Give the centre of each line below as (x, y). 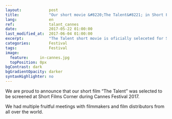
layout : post (32, 10)
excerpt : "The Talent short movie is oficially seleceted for (84, 39)
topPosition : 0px (28, 62)
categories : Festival (36, 43)
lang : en (29, 19)
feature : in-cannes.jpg (40, 57)
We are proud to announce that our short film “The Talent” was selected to (84, 91)
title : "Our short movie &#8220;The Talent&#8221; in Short (84, 15)
